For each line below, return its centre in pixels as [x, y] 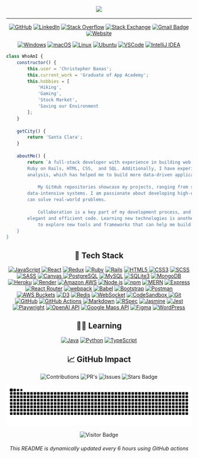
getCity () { [31, 131]
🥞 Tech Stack [99, 256]
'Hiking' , [49, 87]
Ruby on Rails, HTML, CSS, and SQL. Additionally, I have [101, 168]
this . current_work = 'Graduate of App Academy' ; [88, 75]
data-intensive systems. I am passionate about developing [101, 194]
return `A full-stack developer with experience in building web [109, 162]
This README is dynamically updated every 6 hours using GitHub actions [99, 449]
